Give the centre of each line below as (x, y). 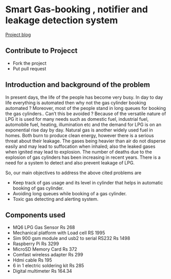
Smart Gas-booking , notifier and (77, 10)
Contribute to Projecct (41, 51)
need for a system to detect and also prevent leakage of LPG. (70, 162)
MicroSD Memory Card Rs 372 (45, 249)
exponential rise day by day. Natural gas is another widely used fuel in (79, 130)
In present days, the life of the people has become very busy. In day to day (84, 97)
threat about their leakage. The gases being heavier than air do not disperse (85, 141)
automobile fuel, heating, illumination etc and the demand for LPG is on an (83, 124)
